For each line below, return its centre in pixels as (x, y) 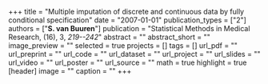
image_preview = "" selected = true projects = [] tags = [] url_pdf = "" (123, 46)
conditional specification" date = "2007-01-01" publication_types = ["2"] (127, 20)
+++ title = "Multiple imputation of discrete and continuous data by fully (126, 12)
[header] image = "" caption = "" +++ (70, 71)
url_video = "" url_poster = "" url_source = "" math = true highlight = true (128, 62)
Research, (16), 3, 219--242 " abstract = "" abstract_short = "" (109, 37)
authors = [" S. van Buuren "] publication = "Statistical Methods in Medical (129, 28)
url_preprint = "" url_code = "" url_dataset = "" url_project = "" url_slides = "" (134, 54)
